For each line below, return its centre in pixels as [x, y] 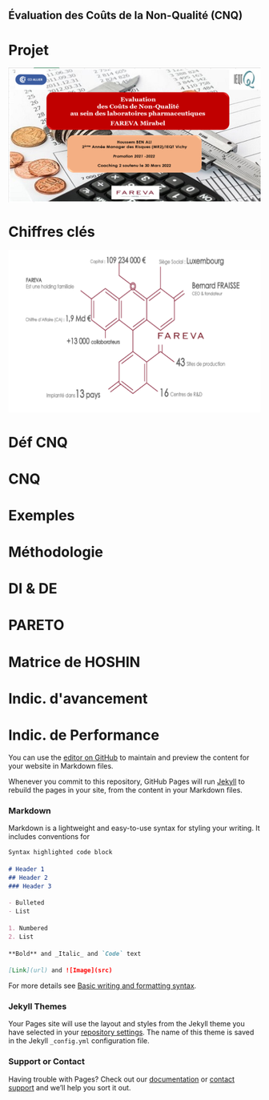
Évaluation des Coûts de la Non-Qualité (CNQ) [125, 16]
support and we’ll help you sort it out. [70, 1087]
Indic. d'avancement [78, 699]
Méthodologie [56, 552]
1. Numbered [28, 928]
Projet [29, 50]
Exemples [42, 515]
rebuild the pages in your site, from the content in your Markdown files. [125, 789]
